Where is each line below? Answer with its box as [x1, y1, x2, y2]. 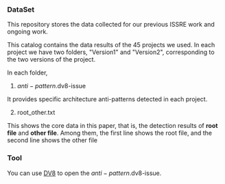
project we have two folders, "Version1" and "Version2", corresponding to [7, 48, 215, 56]
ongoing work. [7, 27, 48, 36]
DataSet [7, 5, 35, 14]
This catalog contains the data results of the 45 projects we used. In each [7, 41, 215, 49]
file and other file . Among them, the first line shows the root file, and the [7, 129, 213, 137]
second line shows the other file [7, 136, 98, 144]
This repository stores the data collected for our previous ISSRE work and [7, 21, 215, 29]
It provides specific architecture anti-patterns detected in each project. [7, 95, 208, 103]
